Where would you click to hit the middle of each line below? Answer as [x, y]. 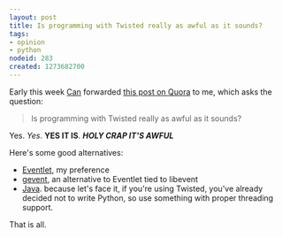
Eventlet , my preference [66, 170]
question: [27, 101]
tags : [19, 34]
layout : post [33, 17]
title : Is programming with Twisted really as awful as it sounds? [136, 26]
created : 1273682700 [47, 67]
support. [38, 207]
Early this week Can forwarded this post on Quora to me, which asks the [141, 92]
